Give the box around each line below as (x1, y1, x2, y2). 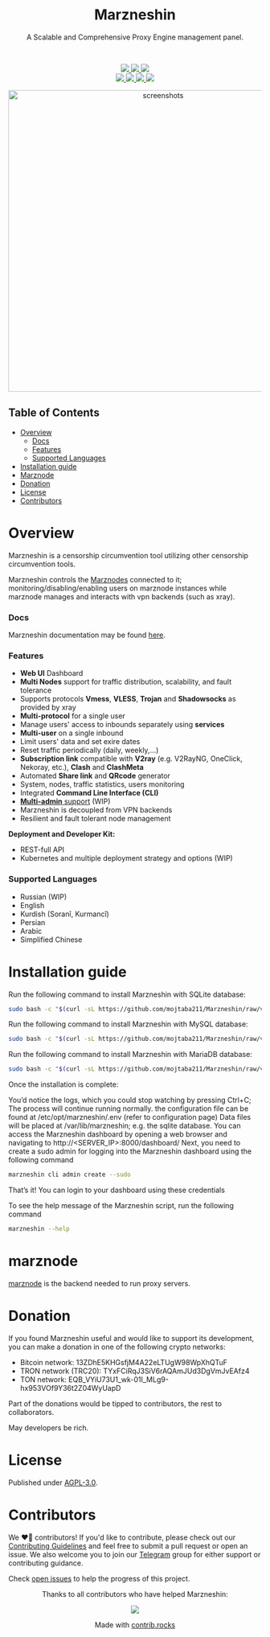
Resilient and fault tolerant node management (19, 814, 171, 824)
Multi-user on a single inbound (19, 728, 124, 738)
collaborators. (8, 1407, 55, 1417)
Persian (19, 917, 46, 927)
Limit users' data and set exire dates (19, 737, 141, 747)
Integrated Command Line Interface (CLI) (19, 788, 159, 798)
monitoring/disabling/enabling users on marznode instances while (8, 583, 227, 593)
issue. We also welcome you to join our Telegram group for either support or (8, 1549, 261, 1559)
